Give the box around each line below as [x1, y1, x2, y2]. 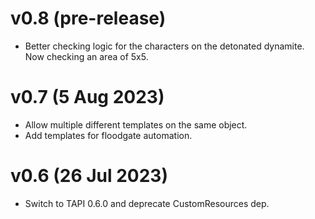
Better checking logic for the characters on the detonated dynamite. [24, 40, 305, 52]
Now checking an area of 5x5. [24, 50, 149, 62]
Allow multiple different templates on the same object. [24, 118, 248, 131]
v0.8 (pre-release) [10, 7, 167, 30]
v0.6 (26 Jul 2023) [10, 165, 168, 187]
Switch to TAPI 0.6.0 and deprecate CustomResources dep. [24, 197, 270, 209]
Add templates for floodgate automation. [24, 129, 193, 141]
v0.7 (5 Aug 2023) [10, 86, 165, 109]
